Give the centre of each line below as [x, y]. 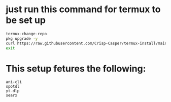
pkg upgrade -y [22, 39]
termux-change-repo [26, 34]
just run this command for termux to [83, 9]
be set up [26, 20]
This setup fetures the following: [76, 69]
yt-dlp [13, 91]
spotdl [13, 87]
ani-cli [14, 82]
